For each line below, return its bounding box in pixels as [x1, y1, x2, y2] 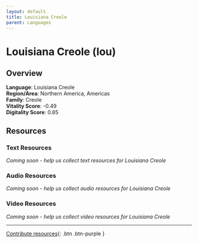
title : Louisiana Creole [6, 14, 67, 20]
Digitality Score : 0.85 [6, 109, 59, 116]
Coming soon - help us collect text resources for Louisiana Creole [6, 157, 166, 164]
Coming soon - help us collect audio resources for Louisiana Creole [6, 185, 171, 192]
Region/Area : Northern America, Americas [6, 90, 110, 97]
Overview [6, 68, 43, 78]
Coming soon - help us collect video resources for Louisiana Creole [6, 213, 171, 220]
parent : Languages [6, 19, 51, 25]
